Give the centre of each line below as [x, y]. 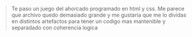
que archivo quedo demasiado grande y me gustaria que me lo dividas [99, 15]
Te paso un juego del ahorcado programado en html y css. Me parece [98, 9]
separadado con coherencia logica [54, 27]
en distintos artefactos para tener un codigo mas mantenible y [88, 21]
